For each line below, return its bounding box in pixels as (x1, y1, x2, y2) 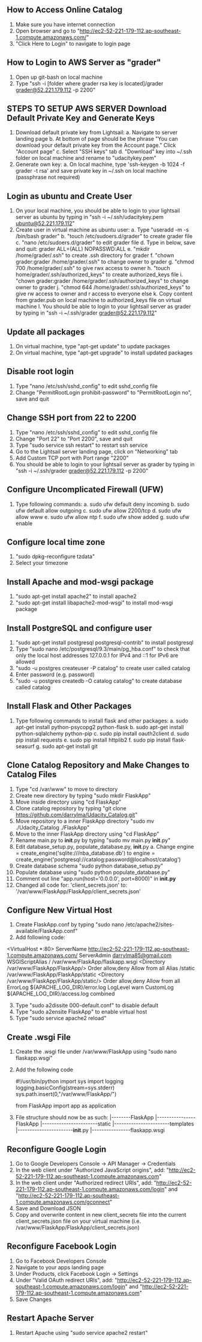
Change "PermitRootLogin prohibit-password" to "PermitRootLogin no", (15, 389, 192, 396)
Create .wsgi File (7, 1032, 71, 1042)
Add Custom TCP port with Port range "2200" (15, 454, 129, 461)
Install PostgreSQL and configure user (7, 623, 152, 633)
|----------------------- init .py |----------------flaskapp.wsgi (15, 1127, 165, 1134)
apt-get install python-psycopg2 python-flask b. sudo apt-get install (15, 723, 185, 730)
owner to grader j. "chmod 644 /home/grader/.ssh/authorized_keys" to (15, 284, 191, 291)
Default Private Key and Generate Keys (7, 113, 155, 123)
